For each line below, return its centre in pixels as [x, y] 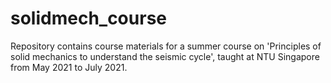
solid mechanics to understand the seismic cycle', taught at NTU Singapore [165, 56]
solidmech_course [88, 18]
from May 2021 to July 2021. [69, 67]
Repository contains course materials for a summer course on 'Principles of [166, 46]
